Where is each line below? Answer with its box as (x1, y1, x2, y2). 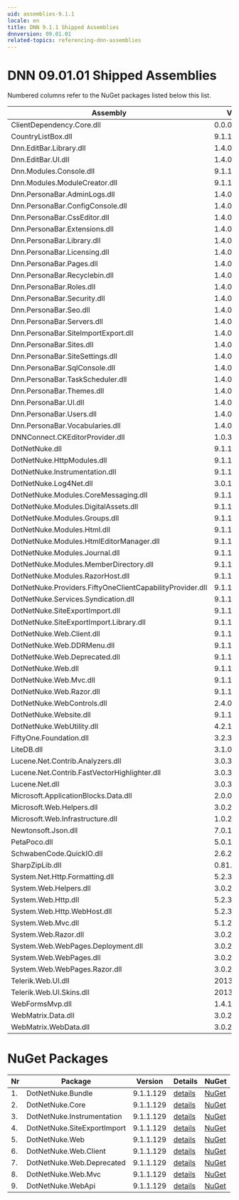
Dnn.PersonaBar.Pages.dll (11, 259, 98, 269)
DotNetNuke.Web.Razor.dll (11, 687, 101, 697)
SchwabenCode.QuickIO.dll (11, 848, 103, 858)
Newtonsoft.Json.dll (11, 826, 78, 836)
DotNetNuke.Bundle (26, 1088, 93, 1098)
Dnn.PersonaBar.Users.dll (11, 409, 97, 419)
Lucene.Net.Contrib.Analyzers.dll (11, 756, 122, 766)
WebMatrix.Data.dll (11, 1011, 75, 1021)
